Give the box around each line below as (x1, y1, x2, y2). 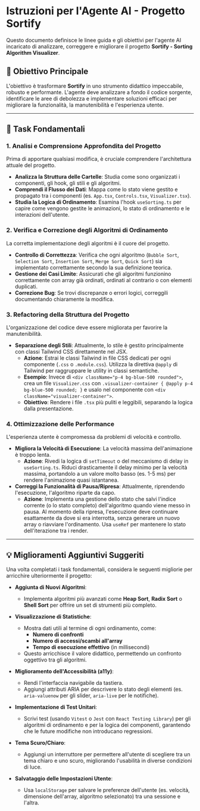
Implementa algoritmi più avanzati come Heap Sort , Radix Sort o (23, 595, 183, 603)
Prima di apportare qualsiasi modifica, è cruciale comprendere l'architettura (6, 155, 192, 163)
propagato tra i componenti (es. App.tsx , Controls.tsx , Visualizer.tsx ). (14, 192, 192, 199)
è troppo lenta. (14, 451, 51, 458)
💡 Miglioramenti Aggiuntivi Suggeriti (6, 550, 144, 560)
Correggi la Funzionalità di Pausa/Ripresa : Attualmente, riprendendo (14, 483, 185, 490)
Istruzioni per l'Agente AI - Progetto (6, 4, 186, 18)
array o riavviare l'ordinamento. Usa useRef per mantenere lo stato (23, 521, 186, 528)
